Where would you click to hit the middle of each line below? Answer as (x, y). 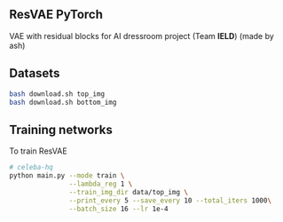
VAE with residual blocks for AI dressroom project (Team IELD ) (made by (142, 36)
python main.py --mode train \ (67, 176)
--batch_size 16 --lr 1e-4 (118, 209)
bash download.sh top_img (57, 94)
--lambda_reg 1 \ (101, 184)
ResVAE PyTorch (56, 15)
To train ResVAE (39, 151)
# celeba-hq (31, 168)
